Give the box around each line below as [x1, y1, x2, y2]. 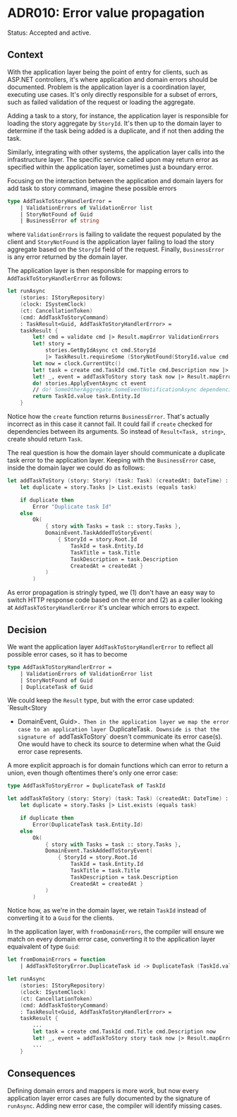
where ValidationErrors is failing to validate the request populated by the [7, 230, 221, 238]
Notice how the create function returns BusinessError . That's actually [7, 412, 209, 420]
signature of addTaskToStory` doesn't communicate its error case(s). [17, 732, 223, 741]
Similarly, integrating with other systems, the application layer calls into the [7, 147, 225, 156]
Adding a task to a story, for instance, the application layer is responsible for [7, 111, 229, 120]
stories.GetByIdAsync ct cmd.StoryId [44, 347, 157, 354]
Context [7, 49, 44, 61]
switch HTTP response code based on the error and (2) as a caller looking [7, 596, 223, 604]
